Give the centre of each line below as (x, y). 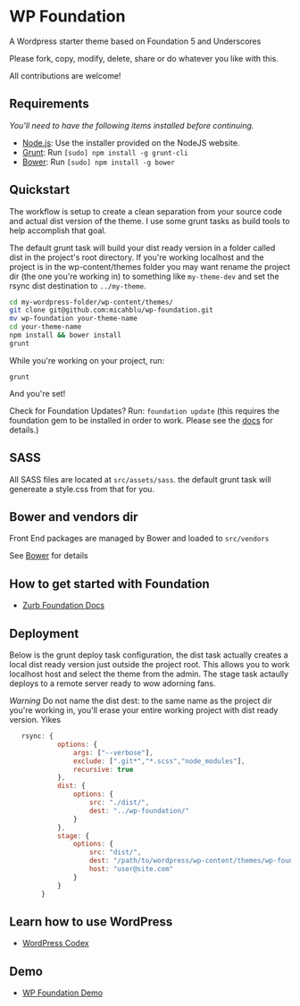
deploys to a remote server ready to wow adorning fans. (112, 683)
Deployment (44, 633)
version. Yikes (35, 720)
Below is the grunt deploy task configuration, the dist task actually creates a (149, 655)
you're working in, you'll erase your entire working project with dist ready (144, 710)
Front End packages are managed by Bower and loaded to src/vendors (139, 539)
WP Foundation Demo (62, 993)
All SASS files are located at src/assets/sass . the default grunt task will (140, 479)
